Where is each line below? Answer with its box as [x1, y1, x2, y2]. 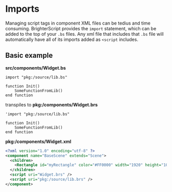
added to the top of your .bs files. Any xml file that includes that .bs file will [5, 31, 164, 37]
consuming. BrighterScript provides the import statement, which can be [5, 25, 157, 31]
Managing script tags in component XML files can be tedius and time [5, 20, 151, 26]
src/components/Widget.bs [5, 65, 66, 71]
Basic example [5, 51, 53, 60]
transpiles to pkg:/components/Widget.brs [5, 101, 98, 108]
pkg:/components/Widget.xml [5, 138, 72, 144]
